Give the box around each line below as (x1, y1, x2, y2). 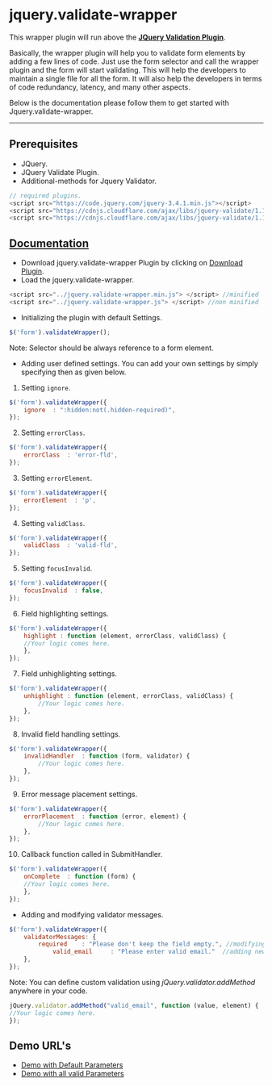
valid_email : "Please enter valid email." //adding (52, 948, 252, 956)
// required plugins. (9, 191, 82, 199)
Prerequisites (9, 137, 78, 151)
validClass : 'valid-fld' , (23, 541, 118, 549)
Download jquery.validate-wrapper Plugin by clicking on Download (20, 258, 243, 268)
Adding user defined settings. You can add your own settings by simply (20, 358, 259, 368)
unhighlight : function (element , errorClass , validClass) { (23, 692, 233, 700)
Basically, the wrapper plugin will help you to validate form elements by (9, 48, 245, 57)
